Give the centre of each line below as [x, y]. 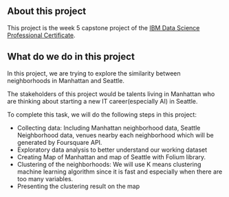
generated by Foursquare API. [59, 142]
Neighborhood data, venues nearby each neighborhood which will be [116, 135]
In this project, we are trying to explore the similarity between [94, 73]
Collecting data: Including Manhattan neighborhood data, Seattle [109, 128]
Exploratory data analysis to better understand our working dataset [112, 150]
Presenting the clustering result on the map [78, 186]
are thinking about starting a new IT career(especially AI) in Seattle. [102, 101]
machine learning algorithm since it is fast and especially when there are [120, 172]
